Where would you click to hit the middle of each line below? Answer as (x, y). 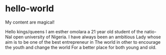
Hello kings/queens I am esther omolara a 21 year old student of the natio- (81, 31)
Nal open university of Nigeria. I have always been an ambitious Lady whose (83, 37)
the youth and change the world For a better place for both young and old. (81, 47)
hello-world (30, 9)
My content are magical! (30, 22)
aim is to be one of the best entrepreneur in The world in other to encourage (83, 42)
